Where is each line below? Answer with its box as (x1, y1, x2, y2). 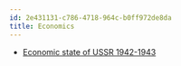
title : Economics (9, 22, 75, 31)
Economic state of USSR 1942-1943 (22, 46, 157, 57)
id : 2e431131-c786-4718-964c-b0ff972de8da (9, 13, 172, 23)
